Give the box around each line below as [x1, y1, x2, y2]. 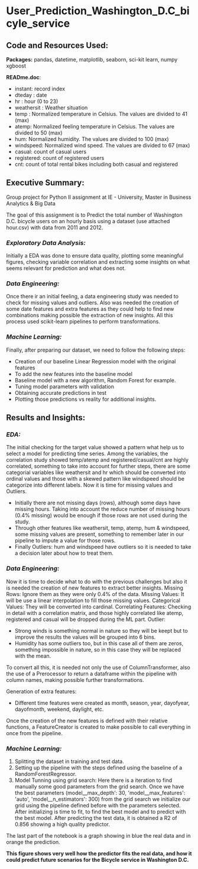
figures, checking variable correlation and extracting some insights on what [6, 259, 190, 266]
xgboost [6, 62, 27, 69]
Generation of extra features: [6, 688, 77, 695]
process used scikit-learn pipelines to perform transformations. [6, 318, 161, 325]
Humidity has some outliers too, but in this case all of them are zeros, [14, 639, 184, 646]
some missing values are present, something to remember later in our [14, 531, 184, 538]
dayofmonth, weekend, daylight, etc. [14, 706, 104, 713]
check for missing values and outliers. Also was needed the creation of [6, 299, 179, 306]
